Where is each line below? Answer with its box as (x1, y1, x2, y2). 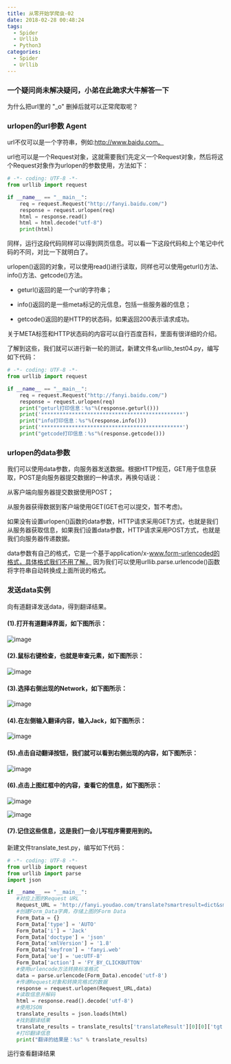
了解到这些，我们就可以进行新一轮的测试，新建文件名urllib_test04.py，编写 (7, 344, 220, 353)
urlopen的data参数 (7, 448, 71, 457)
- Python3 (13, 42, 41, 49)
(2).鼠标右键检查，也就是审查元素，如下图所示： (7, 651, 144, 660)
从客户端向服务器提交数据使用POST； (7, 488, 114, 497)
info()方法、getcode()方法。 (7, 271, 87, 280)
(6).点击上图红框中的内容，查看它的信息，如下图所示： (7, 781, 163, 789)
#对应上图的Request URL (16, 895, 79, 902)
